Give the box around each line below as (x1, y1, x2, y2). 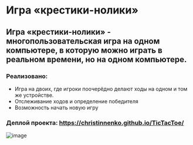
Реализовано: (6, 72, 48, 80)
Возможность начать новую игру (14, 104, 99, 111)
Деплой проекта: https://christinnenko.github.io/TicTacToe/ (6, 119, 184, 127)
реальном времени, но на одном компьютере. (6, 54, 187, 65)
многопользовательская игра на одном (6, 36, 160, 46)
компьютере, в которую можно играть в (6, 45, 162, 55)
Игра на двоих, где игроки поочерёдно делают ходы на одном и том (14, 85, 188, 92)
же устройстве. (14, 92, 54, 99)
